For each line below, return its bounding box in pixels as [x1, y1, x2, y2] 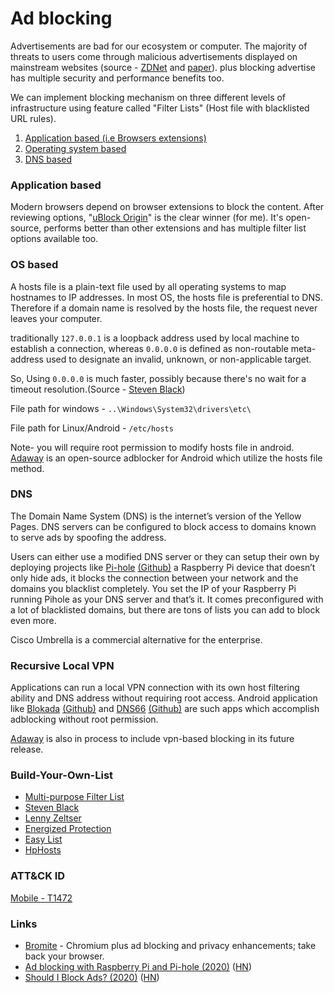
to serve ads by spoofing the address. [10, 531, 167, 543]
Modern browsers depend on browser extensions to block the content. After [10, 201, 325, 213]
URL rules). [10, 112, 57, 124]
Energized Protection [24, 823, 112, 835]
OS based [10, 258, 59, 272]
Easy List [24, 833, 63, 846]
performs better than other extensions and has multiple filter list [43, 222, 307, 234]
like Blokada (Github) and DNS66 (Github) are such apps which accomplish [10, 703, 320, 715]
